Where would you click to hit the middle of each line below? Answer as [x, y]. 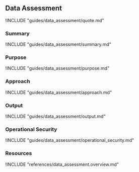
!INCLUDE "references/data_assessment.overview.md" [62, 164]
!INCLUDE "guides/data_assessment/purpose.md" [57, 68]
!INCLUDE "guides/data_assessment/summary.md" [58, 44]
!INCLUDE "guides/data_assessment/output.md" [55, 116]
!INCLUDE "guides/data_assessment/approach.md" [59, 92]
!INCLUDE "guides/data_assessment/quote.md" [55, 20]
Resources [19, 153]
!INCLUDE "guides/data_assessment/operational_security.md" [70, 140]
